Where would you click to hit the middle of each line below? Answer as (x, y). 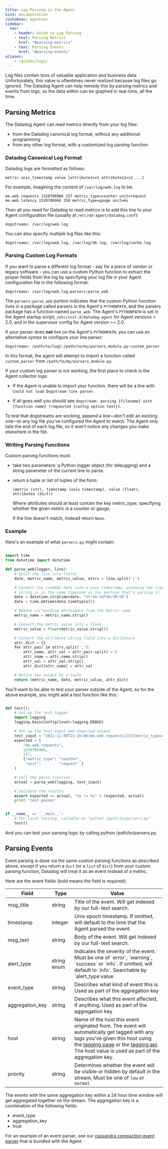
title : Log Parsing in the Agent (40, 10)
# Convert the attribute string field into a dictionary (75, 638)
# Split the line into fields (46, 574)
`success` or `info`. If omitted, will (113, 964)
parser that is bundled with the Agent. (44, 1141)
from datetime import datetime (38, 560)
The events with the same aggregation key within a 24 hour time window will (84, 1095)
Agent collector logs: (27, 376)
